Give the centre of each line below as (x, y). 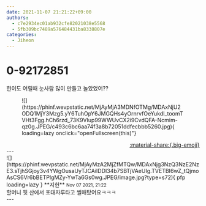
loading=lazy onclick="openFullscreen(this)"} (79, 133)
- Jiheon (23, 40)
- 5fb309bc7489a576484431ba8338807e (59, 29)
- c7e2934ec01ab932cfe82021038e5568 (59, 23)
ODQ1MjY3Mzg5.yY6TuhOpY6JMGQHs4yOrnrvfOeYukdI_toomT (102, 113)
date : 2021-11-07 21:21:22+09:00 (49, 12)
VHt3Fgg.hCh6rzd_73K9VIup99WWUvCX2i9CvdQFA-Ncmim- (100, 120)
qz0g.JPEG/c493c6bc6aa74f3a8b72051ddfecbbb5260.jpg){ (98, 127)
